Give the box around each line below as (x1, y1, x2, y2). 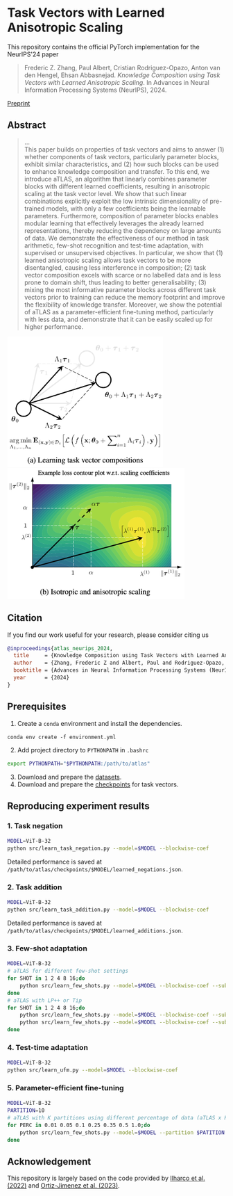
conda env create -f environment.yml (7, 734, 116, 741)
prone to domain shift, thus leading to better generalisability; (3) (24, 278, 207, 286)
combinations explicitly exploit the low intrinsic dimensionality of (24, 197, 209, 205)
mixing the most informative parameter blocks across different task (24, 285, 216, 293)
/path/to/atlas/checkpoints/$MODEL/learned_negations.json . (7, 864, 183, 873)
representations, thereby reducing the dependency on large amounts (24, 226, 222, 234)
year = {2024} (13, 674, 70, 681)
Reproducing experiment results (7, 800, 150, 811)
